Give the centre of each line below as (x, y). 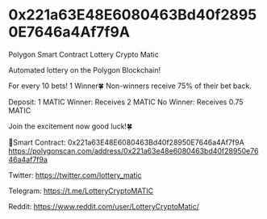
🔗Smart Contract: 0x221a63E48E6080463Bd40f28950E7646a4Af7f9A (126, 142)
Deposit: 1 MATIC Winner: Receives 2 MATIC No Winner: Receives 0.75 (126, 102)
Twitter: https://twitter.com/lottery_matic (75, 175)
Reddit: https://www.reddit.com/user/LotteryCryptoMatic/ (104, 206)
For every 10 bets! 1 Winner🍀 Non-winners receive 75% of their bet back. (130, 86)
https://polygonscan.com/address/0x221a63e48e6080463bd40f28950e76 (133, 150)
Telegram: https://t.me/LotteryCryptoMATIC (81, 191)
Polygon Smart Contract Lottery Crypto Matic (83, 54)
